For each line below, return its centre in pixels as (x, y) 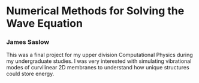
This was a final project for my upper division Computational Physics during (99, 55)
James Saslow (28, 42)
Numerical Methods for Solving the (95, 11)
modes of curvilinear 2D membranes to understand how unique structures (98, 68)
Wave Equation (44, 23)
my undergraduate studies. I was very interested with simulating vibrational (99, 61)
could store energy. (30, 74)
